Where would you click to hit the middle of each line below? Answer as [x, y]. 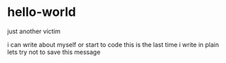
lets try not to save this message [54, 52]
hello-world [42, 12]
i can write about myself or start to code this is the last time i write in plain [113, 44]
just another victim [34, 31]
